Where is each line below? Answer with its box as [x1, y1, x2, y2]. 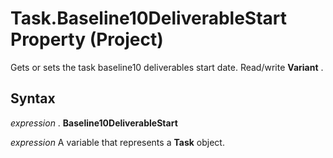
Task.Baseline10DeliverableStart [10, 7, 288, 30]
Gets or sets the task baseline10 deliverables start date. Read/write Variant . [10, 61, 324, 73]
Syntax [10, 90, 56, 107]
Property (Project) [10, 28, 164, 51]
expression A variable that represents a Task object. [10, 136, 225, 148]
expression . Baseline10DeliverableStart [10, 117, 178, 129]
